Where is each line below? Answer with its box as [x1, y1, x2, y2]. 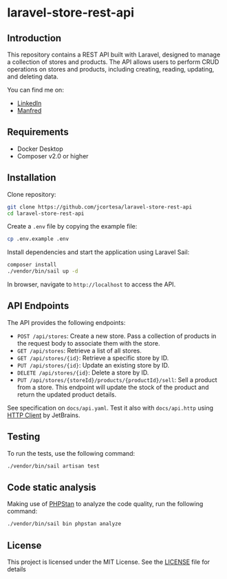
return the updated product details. [17, 390, 117, 399]
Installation [7, 172, 56, 184]
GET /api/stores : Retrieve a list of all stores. [17, 346, 142, 355]
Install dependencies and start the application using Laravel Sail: [7, 248, 190, 256]
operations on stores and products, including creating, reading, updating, [7, 65, 215, 73]
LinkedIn [17, 99, 42, 107]
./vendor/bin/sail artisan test [7, 463, 100, 470]
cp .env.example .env [7, 235, 69, 242]
